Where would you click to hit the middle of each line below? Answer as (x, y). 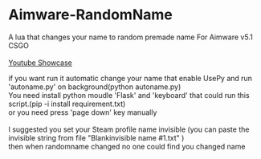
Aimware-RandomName (90, 15)
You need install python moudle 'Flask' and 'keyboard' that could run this (129, 95)
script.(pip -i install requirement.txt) (67, 104)
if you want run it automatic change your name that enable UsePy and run (130, 78)
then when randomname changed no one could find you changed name (127, 146)
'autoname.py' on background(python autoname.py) (95, 87)
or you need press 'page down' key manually (83, 112)
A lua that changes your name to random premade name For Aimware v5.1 (130, 37)
